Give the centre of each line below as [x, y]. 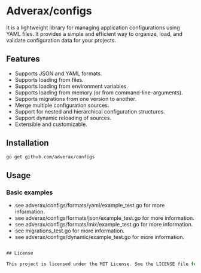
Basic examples [30, 192]
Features [23, 59]
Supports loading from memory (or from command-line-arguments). [99, 92]
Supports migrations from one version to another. [75, 99]
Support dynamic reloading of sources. [63, 118]
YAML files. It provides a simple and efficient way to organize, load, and [94, 33]
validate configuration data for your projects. [61, 40]
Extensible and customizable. [51, 124]
